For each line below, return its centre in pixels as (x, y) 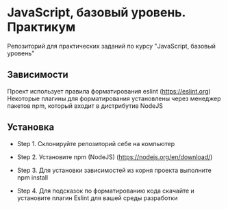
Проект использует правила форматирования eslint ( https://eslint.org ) (109, 91)
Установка (31, 127)
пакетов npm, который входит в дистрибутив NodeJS (85, 106)
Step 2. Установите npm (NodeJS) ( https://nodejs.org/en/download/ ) (115, 157)
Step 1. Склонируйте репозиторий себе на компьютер (96, 143)
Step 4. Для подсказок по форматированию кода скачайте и (106, 191)
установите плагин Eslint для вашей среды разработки (97, 198)
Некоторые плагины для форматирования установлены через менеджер (114, 98)
